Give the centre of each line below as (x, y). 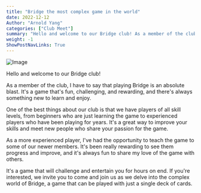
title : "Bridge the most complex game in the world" (73, 12)
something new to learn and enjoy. (49, 98)
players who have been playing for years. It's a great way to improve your (97, 122)
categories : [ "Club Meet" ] (40, 28)
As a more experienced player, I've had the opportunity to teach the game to (100, 140)
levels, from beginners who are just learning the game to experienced (92, 116)
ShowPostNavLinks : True (36, 45)
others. (15, 159)
